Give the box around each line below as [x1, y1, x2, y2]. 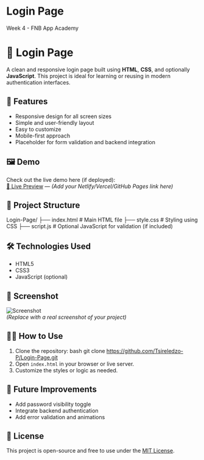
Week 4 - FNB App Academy [6, 24, 79, 32]
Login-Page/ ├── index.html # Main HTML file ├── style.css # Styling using [6, 216, 198, 223]
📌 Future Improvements [6, 385, 97, 395]
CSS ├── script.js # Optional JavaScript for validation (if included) [6, 223, 174, 230]
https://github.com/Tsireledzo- [106, 347, 184, 354]
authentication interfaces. [6, 78, 71, 86]
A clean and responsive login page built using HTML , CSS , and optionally [6, 66, 190, 73]
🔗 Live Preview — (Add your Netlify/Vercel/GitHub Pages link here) [6, 183, 174, 190]
